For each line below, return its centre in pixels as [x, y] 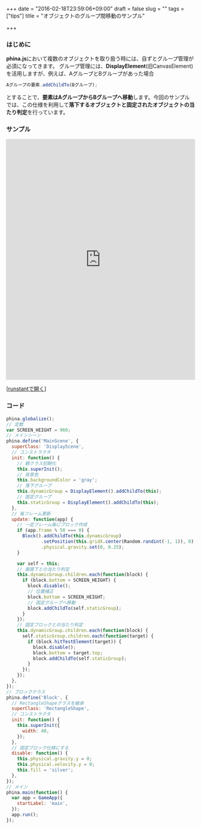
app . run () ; [25, 815]
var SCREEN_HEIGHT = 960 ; [38, 430]
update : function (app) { [42, 519]
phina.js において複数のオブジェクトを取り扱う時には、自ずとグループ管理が [100, 59]
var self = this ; [39, 564]
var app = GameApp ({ [37, 798]
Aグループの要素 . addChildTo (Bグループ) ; [52, 85]
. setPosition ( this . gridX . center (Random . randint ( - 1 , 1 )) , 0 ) [118, 542]
